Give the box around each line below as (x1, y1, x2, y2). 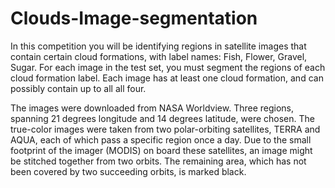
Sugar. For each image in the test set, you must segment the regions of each (10, 61, 326, 73)
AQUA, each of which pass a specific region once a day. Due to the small (10, 133, 312, 146)
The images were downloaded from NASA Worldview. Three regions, (10, 102, 295, 114)
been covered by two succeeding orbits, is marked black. (10, 165, 247, 177)
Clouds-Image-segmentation (10, 7, 258, 30)
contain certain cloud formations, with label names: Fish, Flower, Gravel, (10, 50, 308, 62)
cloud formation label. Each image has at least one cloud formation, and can (10, 72, 324, 84)
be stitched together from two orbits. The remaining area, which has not (10, 155, 307, 167)
